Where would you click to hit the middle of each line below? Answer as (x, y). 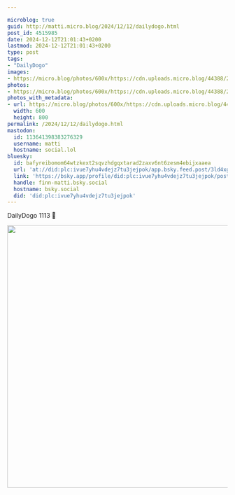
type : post (23, 53)
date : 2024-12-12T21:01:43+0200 (54, 39)
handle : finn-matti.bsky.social (61, 183)
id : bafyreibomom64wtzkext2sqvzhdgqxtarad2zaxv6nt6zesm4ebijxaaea (112, 163)
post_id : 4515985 (33, 33)
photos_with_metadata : (40, 98)
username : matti (37, 144)
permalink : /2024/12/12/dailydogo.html (65, 124)
